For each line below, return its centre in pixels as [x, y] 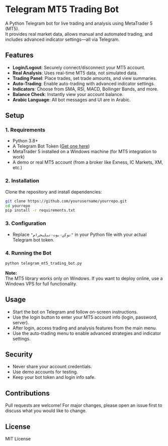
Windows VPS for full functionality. [41, 283]
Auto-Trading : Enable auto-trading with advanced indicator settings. [83, 83]
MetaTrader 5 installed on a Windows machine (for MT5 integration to [85, 152]
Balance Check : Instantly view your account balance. [68, 94]
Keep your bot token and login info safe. [54, 377]
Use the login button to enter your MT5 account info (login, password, [85, 317]
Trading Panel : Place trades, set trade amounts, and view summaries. [85, 78]
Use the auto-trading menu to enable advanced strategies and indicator [87, 333]
